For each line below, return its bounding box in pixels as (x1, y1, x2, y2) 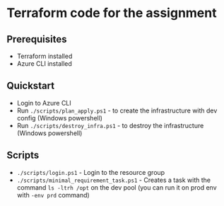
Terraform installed (16, 52, 73, 60)
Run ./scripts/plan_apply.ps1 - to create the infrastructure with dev (16, 106, 218, 115)
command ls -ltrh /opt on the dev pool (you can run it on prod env (16, 183, 217, 192)
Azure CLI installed (16, 59, 72, 68)
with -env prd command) (16, 190, 90, 199)
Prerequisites (6, 33, 67, 45)
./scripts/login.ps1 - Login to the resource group (16, 168, 165, 176)
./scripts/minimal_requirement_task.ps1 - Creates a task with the (16, 176, 211, 184)
